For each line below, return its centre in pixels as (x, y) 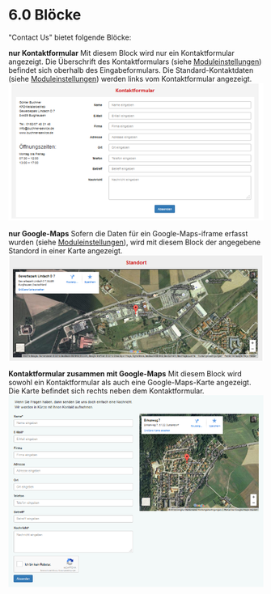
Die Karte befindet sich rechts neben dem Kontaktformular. (106, 391)
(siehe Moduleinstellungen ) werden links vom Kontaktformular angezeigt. (130, 78)
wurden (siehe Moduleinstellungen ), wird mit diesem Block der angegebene (135, 242)
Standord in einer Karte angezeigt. (66, 250)
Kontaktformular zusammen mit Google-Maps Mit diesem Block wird (125, 374)
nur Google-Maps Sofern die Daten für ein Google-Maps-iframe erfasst (128, 233)
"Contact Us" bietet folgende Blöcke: (70, 37)
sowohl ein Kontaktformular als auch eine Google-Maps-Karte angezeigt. (130, 383)
